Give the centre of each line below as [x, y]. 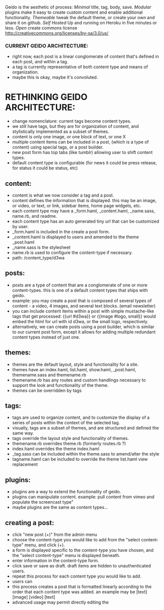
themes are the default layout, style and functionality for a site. [75, 364]
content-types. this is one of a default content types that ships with [80, 290]
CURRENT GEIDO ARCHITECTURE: [47, 46]
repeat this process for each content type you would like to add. [77, 576]
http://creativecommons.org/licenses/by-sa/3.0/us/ [57, 33]
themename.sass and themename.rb [49, 375]
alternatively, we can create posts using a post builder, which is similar [83, 327]
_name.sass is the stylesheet [41, 248]
